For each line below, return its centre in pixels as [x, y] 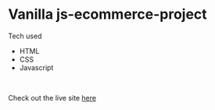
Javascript [36, 67]
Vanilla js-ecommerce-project [107, 14]
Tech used [25, 36]
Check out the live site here [52, 98]
